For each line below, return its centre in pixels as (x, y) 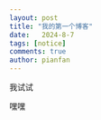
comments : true (38, 52)
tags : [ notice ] (38, 43)
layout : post (34, 18)
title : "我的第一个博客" (51, 26)
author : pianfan (40, 60)
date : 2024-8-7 (42, 35)
